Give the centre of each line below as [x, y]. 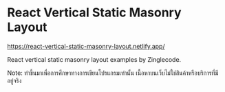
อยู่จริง [14, 80]
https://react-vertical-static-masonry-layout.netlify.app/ [86, 46]
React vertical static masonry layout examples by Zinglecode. [94, 59]
